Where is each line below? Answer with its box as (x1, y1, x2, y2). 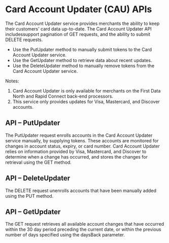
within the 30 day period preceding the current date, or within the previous (5, 226, 161, 232)
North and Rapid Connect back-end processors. (12, 93, 113, 99)
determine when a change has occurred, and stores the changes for (5, 154, 148, 160)
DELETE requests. (5, 37, 43, 43)
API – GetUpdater (5, 207, 61, 216)
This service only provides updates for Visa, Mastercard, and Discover (12, 98, 160, 105)
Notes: (5, 78, 19, 84)
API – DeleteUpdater (5, 174, 71, 183)
